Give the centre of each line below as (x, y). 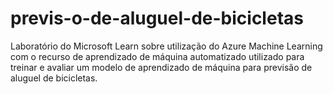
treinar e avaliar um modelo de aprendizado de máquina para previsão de (161, 67)
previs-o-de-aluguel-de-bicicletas (157, 18)
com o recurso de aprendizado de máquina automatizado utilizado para (157, 56)
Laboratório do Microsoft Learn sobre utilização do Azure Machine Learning (166, 46)
